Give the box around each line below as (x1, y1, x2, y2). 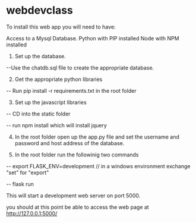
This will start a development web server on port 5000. (6, 191, 141, 199)
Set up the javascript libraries (14, 99, 87, 106)
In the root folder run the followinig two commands (14, 151, 139, 158)
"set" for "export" (6, 169, 49, 176)
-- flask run (6, 180, 34, 187)
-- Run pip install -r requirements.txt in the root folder (6, 87, 137, 94)
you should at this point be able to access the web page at (6, 203, 150, 211)
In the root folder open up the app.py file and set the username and (14, 133, 180, 140)
